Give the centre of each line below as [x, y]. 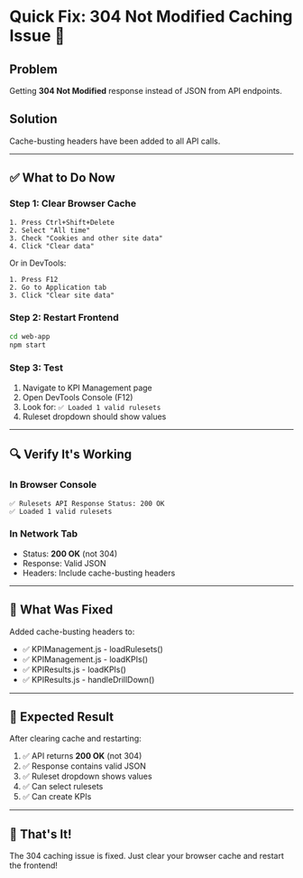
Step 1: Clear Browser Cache [73, 203]
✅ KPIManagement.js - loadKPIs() [85, 659]
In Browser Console [53, 485]
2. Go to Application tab [58, 287]
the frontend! [34, 865]
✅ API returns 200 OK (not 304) [82, 756]
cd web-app [30, 336]
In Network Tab [44, 534]
